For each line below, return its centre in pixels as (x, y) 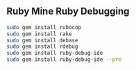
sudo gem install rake (39, 34)
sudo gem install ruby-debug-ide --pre (64, 60)
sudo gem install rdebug (42, 47)
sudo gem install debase (42, 40)
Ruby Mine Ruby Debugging (68, 11)
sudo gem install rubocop (44, 27)
